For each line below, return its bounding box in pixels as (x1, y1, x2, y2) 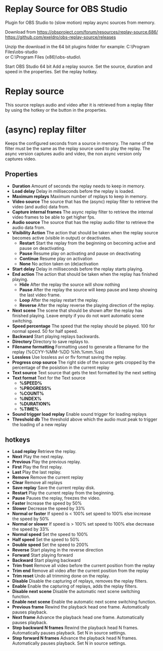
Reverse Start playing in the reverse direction (12, 547, 104, 553)
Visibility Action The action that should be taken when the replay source (12, 229, 158, 235)
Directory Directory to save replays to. (12, 338, 90, 345)
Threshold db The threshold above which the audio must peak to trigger (12, 416, 158, 422)
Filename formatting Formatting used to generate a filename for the (12, 344, 149, 349)
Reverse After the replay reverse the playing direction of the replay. (19, 302, 155, 308)
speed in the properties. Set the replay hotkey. (5, 68, 98, 74)
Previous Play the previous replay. (12, 459, 81, 465)
